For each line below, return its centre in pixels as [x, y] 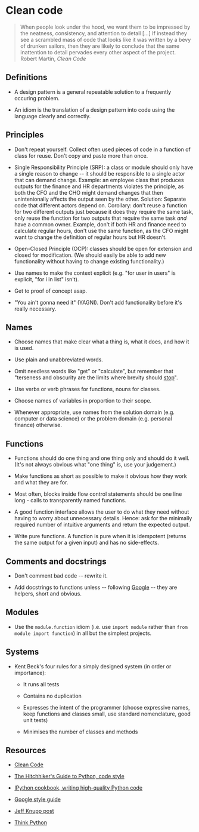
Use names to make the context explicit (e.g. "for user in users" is [95, 273]
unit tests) [35, 720]
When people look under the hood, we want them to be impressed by [105, 27]
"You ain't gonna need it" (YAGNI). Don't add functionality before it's [98, 302]
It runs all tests [41, 684]
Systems [22, 652]
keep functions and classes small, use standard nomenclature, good [107, 714]
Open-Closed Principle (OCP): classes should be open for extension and [103, 248]
